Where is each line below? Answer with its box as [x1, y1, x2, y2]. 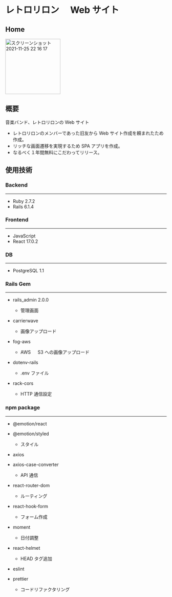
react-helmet [12, 545, 40, 551]
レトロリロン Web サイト [5, 4, 119, 16]
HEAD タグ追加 [20, 555, 53, 562]
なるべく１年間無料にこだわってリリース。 [12, 149, 102, 155]
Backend [5, 181, 28, 189]
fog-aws [12, 339, 31, 345]
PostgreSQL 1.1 [12, 268, 45, 274]
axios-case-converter [12, 461, 59, 468]
